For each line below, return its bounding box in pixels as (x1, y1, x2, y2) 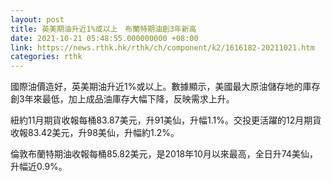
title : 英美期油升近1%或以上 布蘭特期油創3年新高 (10, 24, 197, 34)
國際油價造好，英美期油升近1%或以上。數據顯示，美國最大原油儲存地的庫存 (10, 81, 321, 93)
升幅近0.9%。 (10, 161, 68, 173)
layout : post (10, 14, 65, 25)
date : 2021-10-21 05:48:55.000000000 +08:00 (10, 33, 199, 43)
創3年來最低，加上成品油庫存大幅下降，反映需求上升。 (10, 93, 235, 105)
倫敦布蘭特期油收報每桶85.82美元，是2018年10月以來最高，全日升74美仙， (10, 148, 318, 160)
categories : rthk (10, 52, 83, 62)
